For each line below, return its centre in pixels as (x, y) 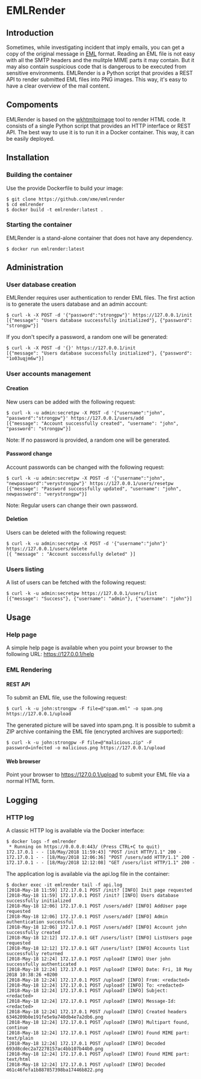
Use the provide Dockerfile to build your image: (65, 188)
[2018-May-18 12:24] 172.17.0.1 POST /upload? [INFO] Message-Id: (91, 1001)
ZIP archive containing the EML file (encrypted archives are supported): (95, 732)
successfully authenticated (42, 964)
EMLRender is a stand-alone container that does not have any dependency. (100, 238)
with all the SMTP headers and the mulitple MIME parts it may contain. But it (100, 60)
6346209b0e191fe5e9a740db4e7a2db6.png (55, 1017)
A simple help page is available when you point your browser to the (89, 648)
